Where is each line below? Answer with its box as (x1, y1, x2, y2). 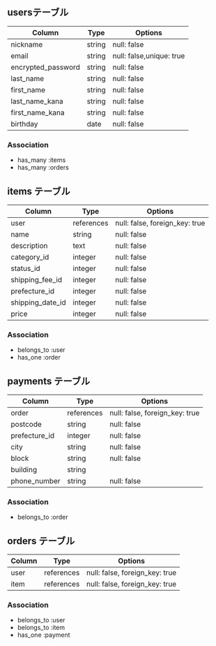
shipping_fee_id (10, 274, 63, 284)
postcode (10, 420, 42, 430)
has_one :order (17, 353, 61, 362)
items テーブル (7, 185, 71, 197)
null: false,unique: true (112, 51, 185, 61)
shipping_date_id (10, 298, 66, 307)
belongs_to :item (17, 624, 65, 632)
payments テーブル (7, 375, 91, 387)
